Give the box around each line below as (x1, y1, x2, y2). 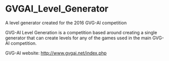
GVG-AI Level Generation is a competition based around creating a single (5, 29, 157, 35)
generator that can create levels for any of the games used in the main (5, 35, 151, 41)
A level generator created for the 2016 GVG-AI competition (5, 20, 127, 26)
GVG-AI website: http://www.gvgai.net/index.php (5, 50, 107, 56)
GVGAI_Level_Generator (5, 3, 108, 15)
